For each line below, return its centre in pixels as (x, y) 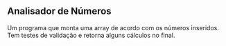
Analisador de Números (60, 11)
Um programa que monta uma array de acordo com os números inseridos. (113, 27)
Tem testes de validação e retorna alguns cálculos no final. (91, 35)
